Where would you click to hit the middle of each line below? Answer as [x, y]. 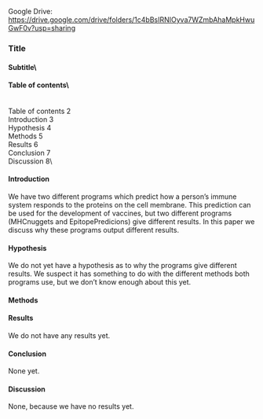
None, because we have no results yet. [71, 406]
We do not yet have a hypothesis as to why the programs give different [122, 266]
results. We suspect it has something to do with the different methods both [129, 274]
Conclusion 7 [29, 153]
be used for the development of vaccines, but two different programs [120, 213]
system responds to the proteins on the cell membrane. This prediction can [130, 204]
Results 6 [23, 144]
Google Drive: [31, 11]
